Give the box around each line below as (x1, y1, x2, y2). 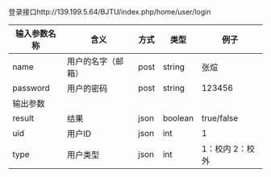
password (12, 83, 50, 93)
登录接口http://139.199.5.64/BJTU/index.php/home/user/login (8, 7, 211, 16)
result (12, 113, 35, 123)
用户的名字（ (67, 56, 116, 67)
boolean (162, 113, 194, 123)
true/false (201, 113, 239, 123)
